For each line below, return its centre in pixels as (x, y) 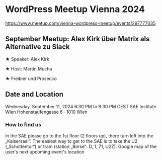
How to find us (23, 125)
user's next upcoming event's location (45, 151)
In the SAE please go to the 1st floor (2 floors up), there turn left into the (79, 136)
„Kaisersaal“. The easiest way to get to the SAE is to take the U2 (71, 141)
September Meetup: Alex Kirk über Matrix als (77, 39)
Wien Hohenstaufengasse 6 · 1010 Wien (46, 112)
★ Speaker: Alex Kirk (27, 59)
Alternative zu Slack (37, 47)
